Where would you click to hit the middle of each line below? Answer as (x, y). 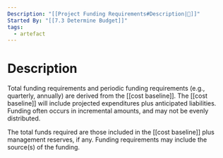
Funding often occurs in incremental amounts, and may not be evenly (108, 111)
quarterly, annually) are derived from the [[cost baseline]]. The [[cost (108, 96)
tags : (15, 27)
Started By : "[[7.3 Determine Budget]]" (68, 21)
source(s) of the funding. (43, 147)
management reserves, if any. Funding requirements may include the (107, 140)
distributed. (24, 118)
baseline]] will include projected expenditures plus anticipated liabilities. (112, 103)
